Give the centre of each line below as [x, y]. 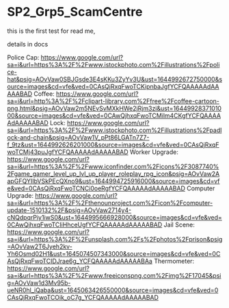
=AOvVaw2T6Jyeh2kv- [40, 246]
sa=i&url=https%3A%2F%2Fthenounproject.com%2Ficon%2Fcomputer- [110, 203]
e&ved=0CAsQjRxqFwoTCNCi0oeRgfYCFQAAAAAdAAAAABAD [96, 188]
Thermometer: [174, 261]
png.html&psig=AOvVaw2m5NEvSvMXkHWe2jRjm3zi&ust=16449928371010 [114, 108]
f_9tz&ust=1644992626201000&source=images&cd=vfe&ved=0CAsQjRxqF [113, 144]
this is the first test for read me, [51, 31]
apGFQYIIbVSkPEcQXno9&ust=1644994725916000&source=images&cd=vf [113, 181]
